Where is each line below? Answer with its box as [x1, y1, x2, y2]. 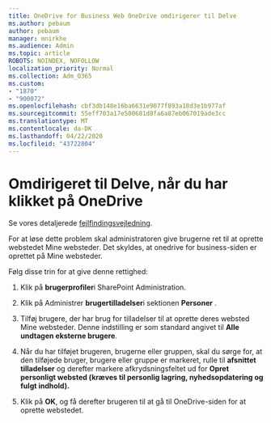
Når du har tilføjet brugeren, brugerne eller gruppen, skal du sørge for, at [19, 347, 263, 357]
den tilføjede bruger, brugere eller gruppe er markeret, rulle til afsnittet [19, 355, 256, 365]
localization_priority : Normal [8, 65, 114, 73]
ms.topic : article [8, 49, 70, 57]
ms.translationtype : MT [8, 117, 89, 125]
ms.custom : [8, 79, 45, 87]
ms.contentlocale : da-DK [8, 125, 92, 133]
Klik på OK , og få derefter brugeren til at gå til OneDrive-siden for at [19, 397, 247, 407]
